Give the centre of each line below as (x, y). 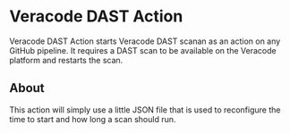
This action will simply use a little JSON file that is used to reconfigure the (145, 110)
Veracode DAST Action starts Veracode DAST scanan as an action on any (145, 41)
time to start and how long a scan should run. (93, 119)
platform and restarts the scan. (66, 60)
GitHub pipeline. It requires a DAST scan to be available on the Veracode (143, 50)
